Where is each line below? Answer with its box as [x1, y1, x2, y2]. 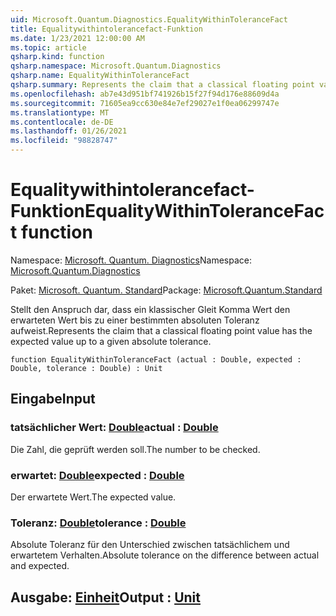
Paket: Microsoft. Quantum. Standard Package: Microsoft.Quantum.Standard [10, 284, 323, 296]
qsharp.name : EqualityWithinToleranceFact [10, 71, 190, 81]
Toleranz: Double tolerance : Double [10, 516, 187, 530]
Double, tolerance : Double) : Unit [10, 363, 163, 373]
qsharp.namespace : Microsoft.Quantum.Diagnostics [10, 61, 222, 71]
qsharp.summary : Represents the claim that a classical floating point [10, 80, 315, 90]
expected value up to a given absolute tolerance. [10, 335, 212, 347]
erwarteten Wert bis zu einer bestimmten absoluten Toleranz [10, 314, 260, 326]
